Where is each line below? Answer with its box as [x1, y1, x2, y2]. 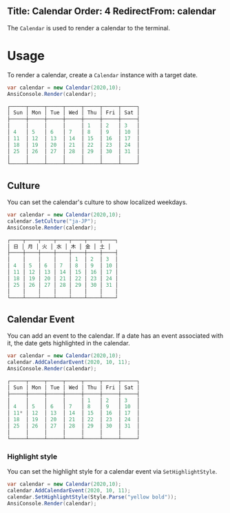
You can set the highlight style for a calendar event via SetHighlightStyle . [7, 467, 218, 475]
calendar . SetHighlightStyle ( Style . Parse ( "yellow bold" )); [7, 493, 177, 501]
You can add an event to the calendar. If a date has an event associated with [7, 332, 224, 340]
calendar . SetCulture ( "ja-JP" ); [7, 217, 97, 225]
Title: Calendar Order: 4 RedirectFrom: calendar [7, 6, 216, 17]
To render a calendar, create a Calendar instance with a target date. [7, 70, 198, 79]
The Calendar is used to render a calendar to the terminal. [7, 23, 171, 32]
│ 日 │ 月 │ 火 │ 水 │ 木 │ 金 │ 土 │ [7, 243, 112, 250]
